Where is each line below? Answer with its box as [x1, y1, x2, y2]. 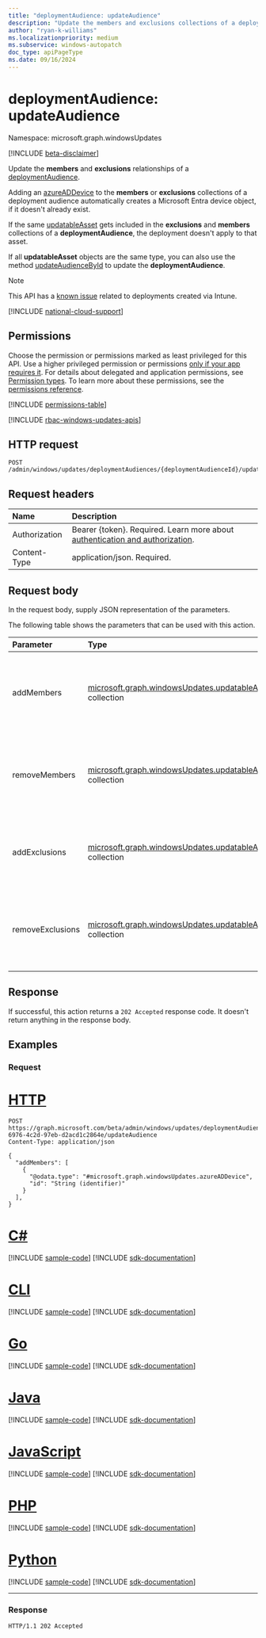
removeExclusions [12, 924, 81, 936]
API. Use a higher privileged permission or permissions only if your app [8, 358, 241, 369]
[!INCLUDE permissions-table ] [8, 400, 107, 409]
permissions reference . [8, 384, 84, 393]
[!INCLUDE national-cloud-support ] [8, 306, 124, 316]
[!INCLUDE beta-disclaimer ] [8, 148, 99, 158]
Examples [8, 1038, 58, 1051]
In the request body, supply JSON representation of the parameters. [8, 605, 230, 614]
